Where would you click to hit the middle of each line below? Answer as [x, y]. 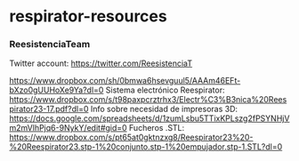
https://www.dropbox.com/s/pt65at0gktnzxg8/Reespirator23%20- [131, 137]
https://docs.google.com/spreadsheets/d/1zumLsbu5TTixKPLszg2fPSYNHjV [149, 118]
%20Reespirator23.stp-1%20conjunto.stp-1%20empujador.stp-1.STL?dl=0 [146, 147]
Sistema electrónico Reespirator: [165, 90]
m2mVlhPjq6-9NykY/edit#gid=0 [68, 128]
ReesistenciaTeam [50, 44]
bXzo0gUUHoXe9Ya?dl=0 [57, 90]
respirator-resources [88, 16]
